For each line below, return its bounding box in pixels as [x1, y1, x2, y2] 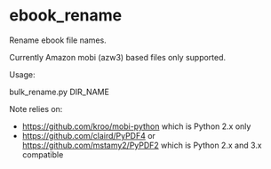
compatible [21, 149, 64, 160]
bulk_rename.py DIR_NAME [9, 86, 109, 97]
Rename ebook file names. [9, 35, 107, 45]
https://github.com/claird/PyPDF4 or [21, 130, 155, 141]
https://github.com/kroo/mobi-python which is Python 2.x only [21, 121, 251, 132]
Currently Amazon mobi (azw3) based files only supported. [9, 52, 227, 62]
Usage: [9, 68, 36, 80]
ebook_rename [9, 5, 123, 26]
